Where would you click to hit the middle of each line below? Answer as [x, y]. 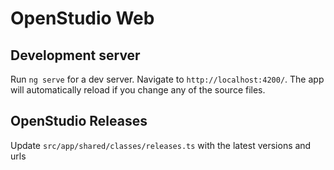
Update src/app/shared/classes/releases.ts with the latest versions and [161, 145]
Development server [75, 55]
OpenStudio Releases [79, 121]
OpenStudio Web [82, 18]
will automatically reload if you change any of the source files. [138, 90]
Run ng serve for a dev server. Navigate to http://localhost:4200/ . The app [167, 79]
